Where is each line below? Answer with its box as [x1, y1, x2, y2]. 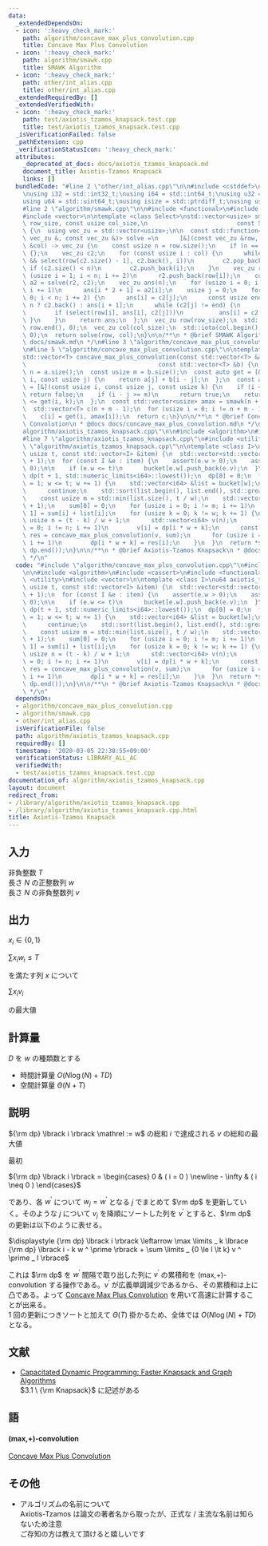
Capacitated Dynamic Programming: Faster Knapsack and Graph [19, 1367, 233, 1377]
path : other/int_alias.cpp [22, 78, 112, 86]
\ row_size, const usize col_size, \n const [22, 220, 255, 228]
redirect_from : [8, 791, 59, 799]
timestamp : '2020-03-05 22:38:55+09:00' [15, 747, 152, 755]
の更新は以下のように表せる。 [8, 1219, 106, 1230]
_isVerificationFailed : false [15, 130, 116, 138]
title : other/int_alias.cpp [22, 85, 116, 94]
